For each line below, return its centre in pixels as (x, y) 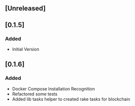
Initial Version (26, 49)
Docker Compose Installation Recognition (53, 89)
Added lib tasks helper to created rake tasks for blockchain (71, 99)
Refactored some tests (35, 94)
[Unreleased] (25, 8)
